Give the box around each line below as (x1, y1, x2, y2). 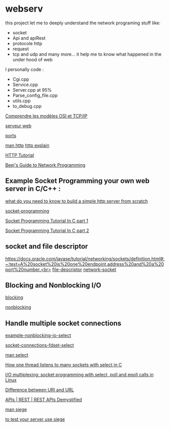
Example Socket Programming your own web (5, 177, 150, 185)
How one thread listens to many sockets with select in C (5, 362, 122, 368)
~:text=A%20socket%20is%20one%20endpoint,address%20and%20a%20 (5, 261, 164, 267)
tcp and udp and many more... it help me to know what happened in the (12, 51, 162, 57)
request (12, 46, 29, 52)
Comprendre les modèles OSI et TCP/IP (5, 112, 88, 119)
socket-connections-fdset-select (5, 342, 74, 348)
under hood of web (12, 56, 53, 62)
